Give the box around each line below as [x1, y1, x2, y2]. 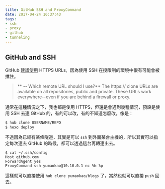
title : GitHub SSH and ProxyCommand [5, 7, 81, 12]
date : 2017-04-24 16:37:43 [5, 12, 61, 17]
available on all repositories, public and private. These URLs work [17, 88, 152, 94]
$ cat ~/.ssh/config [5, 150, 48, 155]
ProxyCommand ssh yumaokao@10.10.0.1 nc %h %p [5, 163, 103, 169]
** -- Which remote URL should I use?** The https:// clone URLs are [17, 83, 158, 89]
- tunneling [5, 35, 30, 40]
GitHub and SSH [5, 53, 56, 62]
